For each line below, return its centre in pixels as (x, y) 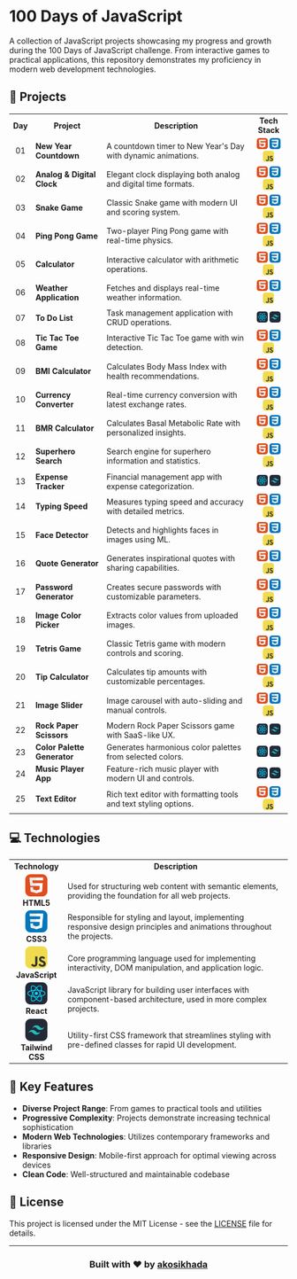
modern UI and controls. (150, 778)
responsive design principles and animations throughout (170, 927)
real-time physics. (140, 240)
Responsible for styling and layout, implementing (156, 917)
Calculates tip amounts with (157, 672)
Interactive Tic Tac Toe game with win (175, 338)
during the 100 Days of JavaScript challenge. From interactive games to (140, 50)
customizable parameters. (154, 597)
